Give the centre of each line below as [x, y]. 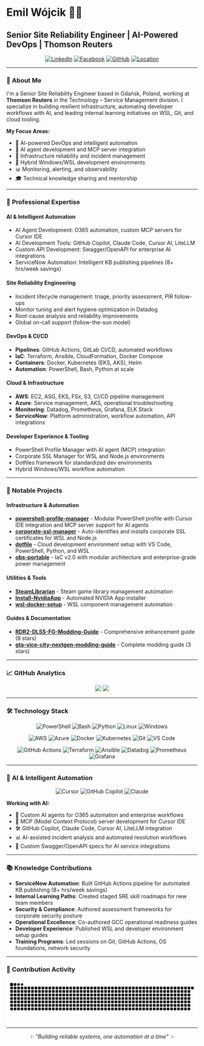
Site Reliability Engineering [41, 283]
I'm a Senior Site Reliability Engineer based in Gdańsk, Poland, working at [98, 94]
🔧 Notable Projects [34, 491]
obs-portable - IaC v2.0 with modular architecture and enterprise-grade [105, 557]
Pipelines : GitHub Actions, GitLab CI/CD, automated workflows [94, 350]
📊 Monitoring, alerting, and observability [66, 169]
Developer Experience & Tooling [48, 436]
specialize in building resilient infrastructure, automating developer [90, 106]
